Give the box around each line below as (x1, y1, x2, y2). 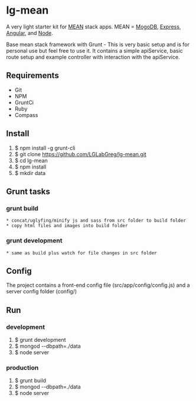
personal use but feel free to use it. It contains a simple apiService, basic (6, 47, 183, 54)
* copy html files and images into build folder (6, 223, 128, 229)
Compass (14, 111, 38, 118)
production (6, 363, 39, 371)
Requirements (6, 70, 59, 80)
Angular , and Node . (6, 29, 53, 36)
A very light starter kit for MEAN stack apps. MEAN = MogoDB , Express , (6, 23, 181, 30)
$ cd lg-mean (14, 157, 48, 164)
